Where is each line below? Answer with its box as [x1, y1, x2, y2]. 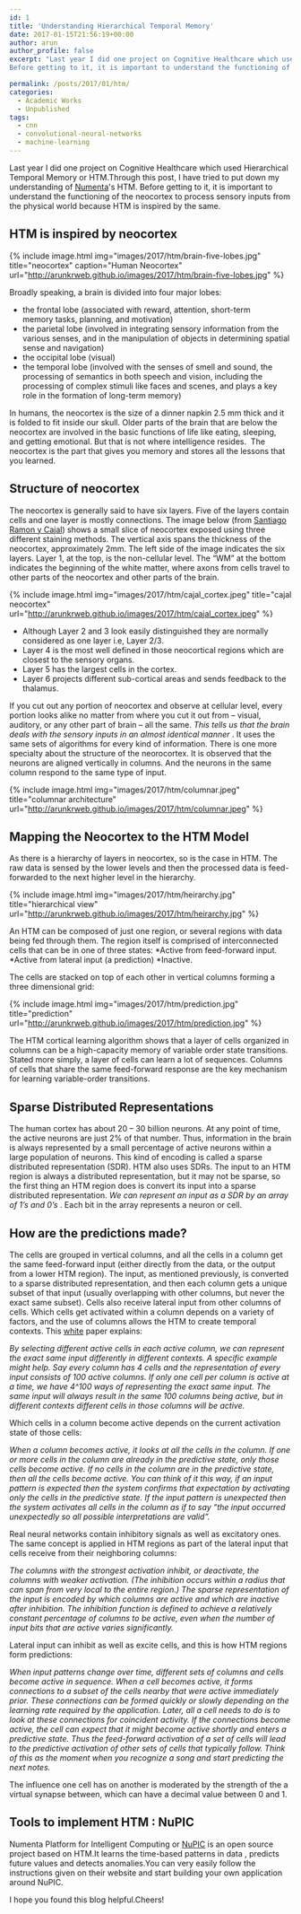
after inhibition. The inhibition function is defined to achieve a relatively [9, 1603, 272, 1613]
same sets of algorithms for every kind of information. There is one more [9, 738, 278, 749]
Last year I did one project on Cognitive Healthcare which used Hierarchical [9, 162, 288, 173]
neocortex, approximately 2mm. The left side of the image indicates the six [9, 543, 286, 554]
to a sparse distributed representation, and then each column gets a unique [9, 1278, 288, 1289]
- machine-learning [17, 138, 90, 147]
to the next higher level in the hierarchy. [49, 872, 196, 883]
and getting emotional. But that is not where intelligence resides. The [9, 436, 266, 447]
